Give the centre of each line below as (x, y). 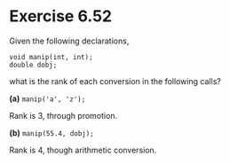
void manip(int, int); (51, 57)
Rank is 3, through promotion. (63, 115)
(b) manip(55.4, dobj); (52, 133)
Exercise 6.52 (61, 16)
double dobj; (33, 65)
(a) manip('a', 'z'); (48, 98)
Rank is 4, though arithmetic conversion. (83, 150)
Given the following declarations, (69, 41)
